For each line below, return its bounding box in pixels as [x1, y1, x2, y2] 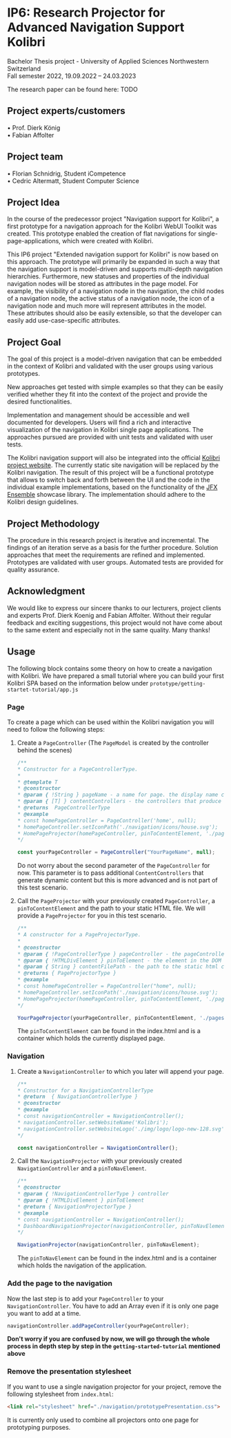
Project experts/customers [7, 105, 125, 117]
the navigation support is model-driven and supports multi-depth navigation [7, 265, 223, 274]
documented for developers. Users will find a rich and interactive [7, 418, 192, 426]
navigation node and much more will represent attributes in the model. [7, 302, 207, 310]
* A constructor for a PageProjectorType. [17, 931, 141, 938]
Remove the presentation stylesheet [7, 1367, 132, 1376]
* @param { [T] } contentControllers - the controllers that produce [17, 798, 222, 805]
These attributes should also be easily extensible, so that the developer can [7, 309, 222, 317]
